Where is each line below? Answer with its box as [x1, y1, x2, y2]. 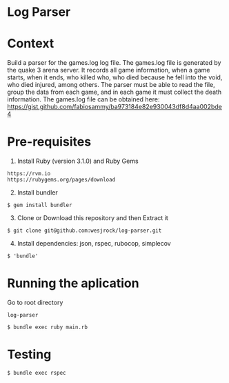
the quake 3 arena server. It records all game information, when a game [7, 66, 210, 75]
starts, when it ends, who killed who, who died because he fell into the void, [7, 73, 223, 81]
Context [7, 36, 54, 52]
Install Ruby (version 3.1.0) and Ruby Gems [17, 157, 139, 166]
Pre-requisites [7, 134, 92, 150]
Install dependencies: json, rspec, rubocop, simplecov [17, 239, 171, 248]
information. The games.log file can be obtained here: [7, 95, 160, 104]
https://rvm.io [7, 170, 51, 177]
